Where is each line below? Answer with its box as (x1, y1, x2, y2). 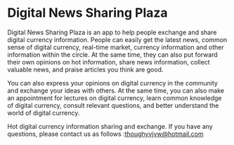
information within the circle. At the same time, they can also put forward (7, 50, 218, 59)
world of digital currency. (7, 109, 80, 117)
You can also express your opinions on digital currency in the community (7, 78, 218, 87)
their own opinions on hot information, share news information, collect (7, 57, 210, 66)
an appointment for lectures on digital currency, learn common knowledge (7, 93, 223, 102)
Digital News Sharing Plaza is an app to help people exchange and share (7, 28, 217, 36)
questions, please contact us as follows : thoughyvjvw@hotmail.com (7, 130, 204, 138)
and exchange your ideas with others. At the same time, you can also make (7, 86, 225, 95)
